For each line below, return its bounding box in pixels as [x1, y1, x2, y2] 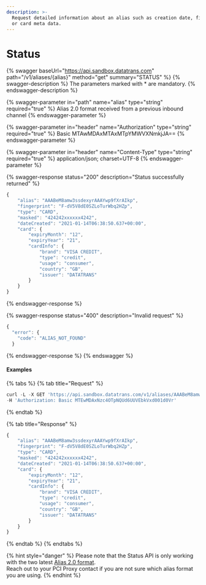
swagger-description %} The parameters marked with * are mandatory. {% [6, 80, 196, 88]
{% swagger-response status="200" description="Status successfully [6, 173, 185, 181]
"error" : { [12, 329, 40, 335]
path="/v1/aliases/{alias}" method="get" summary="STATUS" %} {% [6, 74, 181, 81]
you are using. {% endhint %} [6, 571, 81, 579]
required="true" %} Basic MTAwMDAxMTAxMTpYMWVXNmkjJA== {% [6, 130, 185, 138]
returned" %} [6, 180, 40, 187]
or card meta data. [12, 20, 62, 26]
